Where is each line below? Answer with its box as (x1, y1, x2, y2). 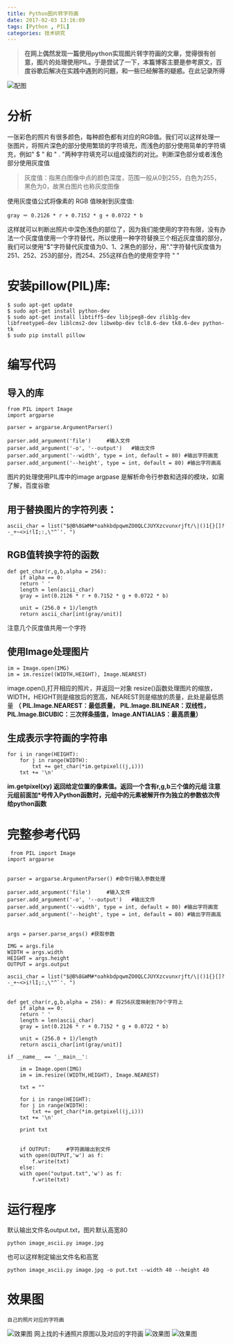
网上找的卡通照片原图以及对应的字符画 (33, 1329, 144, 1338)
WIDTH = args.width (7, 949, 64, 956)
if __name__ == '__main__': (7, 1054, 89, 1061)
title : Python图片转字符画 (7, 10, 79, 17)
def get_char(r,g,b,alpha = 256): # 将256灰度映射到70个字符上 (7, 999, 184, 1006)
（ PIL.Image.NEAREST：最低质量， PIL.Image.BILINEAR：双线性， (15, 701, 210, 709)
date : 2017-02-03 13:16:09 (7, 17, 85, 24)
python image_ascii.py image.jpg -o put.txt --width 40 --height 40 (7, 1267, 209, 1274)
